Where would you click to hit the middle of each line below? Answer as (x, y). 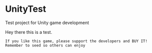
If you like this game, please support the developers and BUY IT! (76, 41)
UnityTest (26, 9)
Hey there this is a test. (29, 32)
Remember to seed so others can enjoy (45, 45)
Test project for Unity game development (47, 23)
